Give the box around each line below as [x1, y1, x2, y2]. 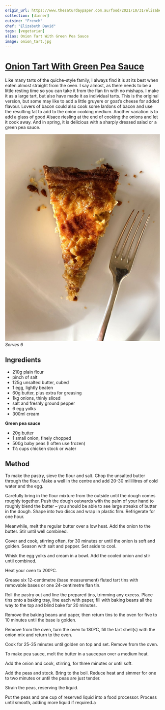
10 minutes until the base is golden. [5, 617, 77, 623]
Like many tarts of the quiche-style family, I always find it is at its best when [5, 77, 159, 83]
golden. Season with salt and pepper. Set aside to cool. [5, 543, 117, 549]
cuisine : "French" [5, 18, 43, 23]
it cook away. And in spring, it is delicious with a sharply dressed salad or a [5, 119, 157, 125]
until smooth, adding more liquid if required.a [5, 700, 96, 706]
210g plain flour [12, 369, 44, 375]
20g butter [12, 430, 34, 436]
